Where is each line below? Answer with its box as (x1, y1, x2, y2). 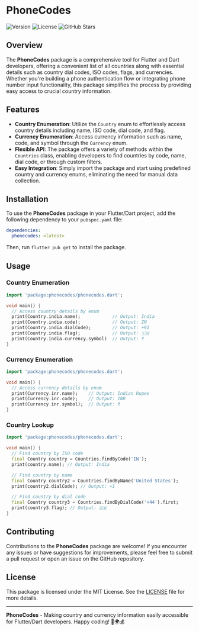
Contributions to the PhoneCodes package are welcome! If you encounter (6, 542, 187, 549)
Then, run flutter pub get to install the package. (6, 244, 126, 251)
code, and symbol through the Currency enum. (14, 139, 128, 146)
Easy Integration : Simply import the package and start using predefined (14, 164, 191, 172)
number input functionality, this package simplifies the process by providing (6, 81, 191, 88)
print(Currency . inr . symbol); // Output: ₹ (11, 401, 120, 407)
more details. (6, 594, 38, 601)
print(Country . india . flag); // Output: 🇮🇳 (11, 330, 150, 336)
